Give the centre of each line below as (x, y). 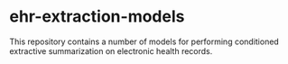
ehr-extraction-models (97, 17)
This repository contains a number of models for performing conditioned (144, 41)
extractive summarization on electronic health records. (111, 50)
